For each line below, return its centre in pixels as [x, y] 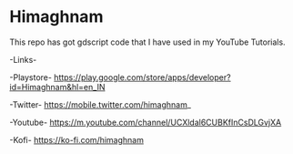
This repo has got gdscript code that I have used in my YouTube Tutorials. [147, 42]
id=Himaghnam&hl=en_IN [57, 87]
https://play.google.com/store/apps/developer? [142, 77]
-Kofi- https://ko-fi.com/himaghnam [76, 139]
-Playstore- [31, 77]
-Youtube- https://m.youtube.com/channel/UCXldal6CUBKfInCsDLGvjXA [146, 122]
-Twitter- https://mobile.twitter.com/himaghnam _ [100, 104]
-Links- [23, 59]
